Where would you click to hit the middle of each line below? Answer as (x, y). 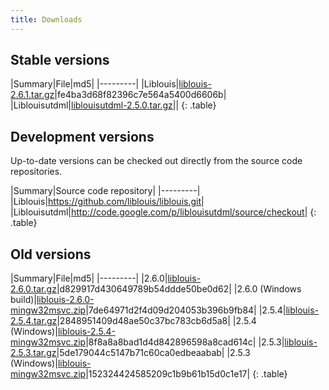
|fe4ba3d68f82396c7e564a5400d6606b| (140, 95)
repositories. (36, 172)
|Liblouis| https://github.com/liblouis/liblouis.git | (107, 202)
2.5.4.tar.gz (34, 321)
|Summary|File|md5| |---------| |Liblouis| (95, 84)
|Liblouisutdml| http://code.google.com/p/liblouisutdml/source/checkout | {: (163, 212)
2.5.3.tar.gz (33, 353)
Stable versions (60, 60)
